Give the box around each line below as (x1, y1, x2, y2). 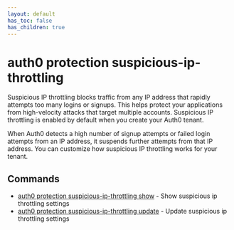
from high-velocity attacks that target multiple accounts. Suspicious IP (7, 108, 213, 117)
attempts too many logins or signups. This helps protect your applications (7, 100, 223, 109)
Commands (7, 172, 60, 185)
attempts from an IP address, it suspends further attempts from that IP (7, 137, 213, 146)
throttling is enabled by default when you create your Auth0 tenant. (7, 115, 204, 125)
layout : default (7, 10, 55, 18)
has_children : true (7, 23, 65, 31)
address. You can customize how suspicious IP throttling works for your (7, 145, 218, 153)
